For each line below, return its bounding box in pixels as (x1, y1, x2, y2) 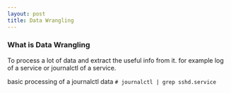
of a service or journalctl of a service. (7, 63, 117, 72)
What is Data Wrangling (7, 40, 90, 50)
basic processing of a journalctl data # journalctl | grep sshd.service (7, 77, 217, 85)
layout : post (7, 10, 46, 18)
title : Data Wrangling (7, 17, 74, 24)
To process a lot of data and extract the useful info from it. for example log (7, 56, 224, 64)
